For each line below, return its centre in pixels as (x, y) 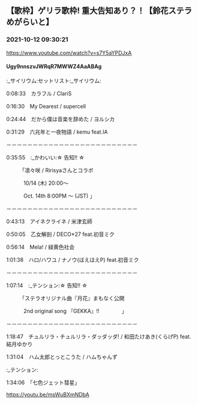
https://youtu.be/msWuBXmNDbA (48, 394)
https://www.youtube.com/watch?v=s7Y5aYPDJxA (69, 52)
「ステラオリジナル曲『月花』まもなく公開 (73, 298)
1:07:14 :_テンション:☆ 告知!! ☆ (47, 285)
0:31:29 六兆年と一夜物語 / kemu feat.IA (57, 132)
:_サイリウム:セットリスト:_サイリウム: (54, 81)
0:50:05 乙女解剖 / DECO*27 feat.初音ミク (61, 234)
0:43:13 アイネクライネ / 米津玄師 (49, 221)
